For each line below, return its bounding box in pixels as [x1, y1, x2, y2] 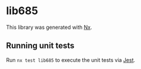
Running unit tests [6, 41, 75, 51]
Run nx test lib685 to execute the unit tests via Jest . [6, 56, 136, 63]
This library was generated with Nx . [6, 24, 92, 31]
